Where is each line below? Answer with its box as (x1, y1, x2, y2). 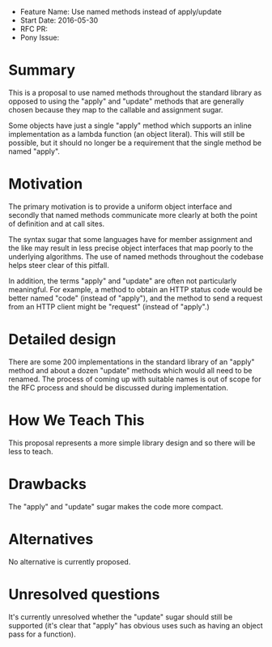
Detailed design (8, 330, 117, 349)
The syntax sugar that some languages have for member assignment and (8, 234, 253, 244)
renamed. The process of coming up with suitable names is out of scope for (8, 374, 261, 384)
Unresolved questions (8, 585, 160, 603)
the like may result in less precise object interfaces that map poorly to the (8, 243, 253, 253)
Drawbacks (8, 475, 87, 493)
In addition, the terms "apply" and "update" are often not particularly (8, 275, 237, 286)
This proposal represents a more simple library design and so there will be (8, 437, 256, 448)
